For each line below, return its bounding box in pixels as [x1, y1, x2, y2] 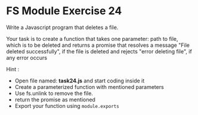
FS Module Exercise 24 [6, 4, 122, 18]
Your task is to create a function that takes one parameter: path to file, [6, 35, 178, 42]
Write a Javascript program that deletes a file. [6, 24, 119, 31]
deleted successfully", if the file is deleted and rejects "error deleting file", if [6, 47, 192, 55]
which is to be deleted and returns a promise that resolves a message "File [6, 41, 190, 49]
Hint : [6, 65, 20, 72]
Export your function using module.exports [14, 102, 119, 109]
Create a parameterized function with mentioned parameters [14, 83, 164, 90]
